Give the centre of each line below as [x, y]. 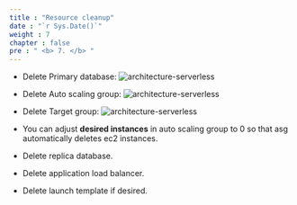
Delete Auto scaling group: [72, 94]
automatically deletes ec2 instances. [90, 138]
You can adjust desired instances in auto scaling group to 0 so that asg [155, 129]
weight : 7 [30, 34]
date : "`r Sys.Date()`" [56, 26]
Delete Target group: [61, 111]
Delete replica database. [67, 156]
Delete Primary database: [69, 76]
